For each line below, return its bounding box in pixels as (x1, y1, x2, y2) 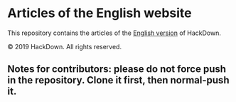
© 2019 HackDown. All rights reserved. (7, 42, 122, 51)
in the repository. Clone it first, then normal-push (7, 74, 230, 86)
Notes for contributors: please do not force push (7, 63, 226, 76)
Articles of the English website (7, 5, 192, 21)
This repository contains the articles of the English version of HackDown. (7, 29, 222, 37)
